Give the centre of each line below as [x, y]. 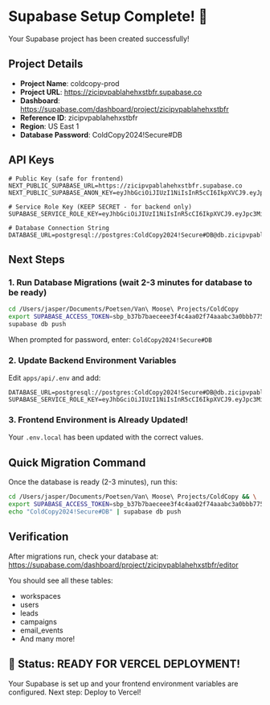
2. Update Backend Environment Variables [92, 360]
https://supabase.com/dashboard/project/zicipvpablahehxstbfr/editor [123, 565]
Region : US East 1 [49, 126]
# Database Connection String [59, 228]
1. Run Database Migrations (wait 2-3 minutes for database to [131, 282]
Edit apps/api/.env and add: [55, 378]
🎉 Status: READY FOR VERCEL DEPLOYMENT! [125, 664]
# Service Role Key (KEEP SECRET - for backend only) [100, 207]
